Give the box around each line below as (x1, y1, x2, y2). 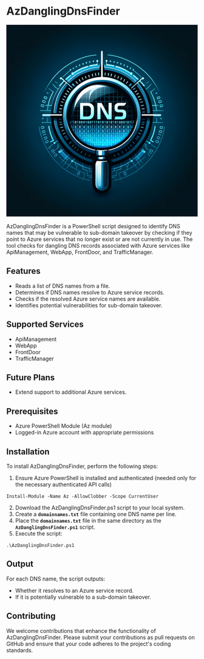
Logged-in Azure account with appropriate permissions (15, 429, 154, 436)
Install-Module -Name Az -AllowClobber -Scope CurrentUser (6, 493, 159, 500)
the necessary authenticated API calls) (15, 481, 112, 488)
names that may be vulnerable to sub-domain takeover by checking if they (6, 229, 192, 236)
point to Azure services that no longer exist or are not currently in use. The (6, 235, 193, 243)
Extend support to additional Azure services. (15, 388, 127, 396)
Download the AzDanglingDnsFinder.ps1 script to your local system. (15, 504, 185, 511)
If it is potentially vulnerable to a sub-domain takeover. (15, 593, 152, 601)
